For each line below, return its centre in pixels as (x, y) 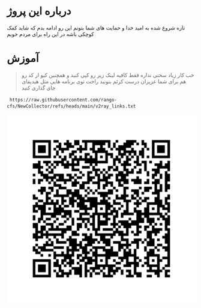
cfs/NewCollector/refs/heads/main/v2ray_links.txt (71, 106)
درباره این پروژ (39, 11)
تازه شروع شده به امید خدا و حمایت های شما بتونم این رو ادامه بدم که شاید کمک (96, 28)
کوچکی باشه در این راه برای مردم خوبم (51, 34)
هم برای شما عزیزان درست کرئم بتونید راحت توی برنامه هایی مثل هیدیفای (104, 81)
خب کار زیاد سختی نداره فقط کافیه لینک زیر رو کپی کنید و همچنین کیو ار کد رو (108, 75)
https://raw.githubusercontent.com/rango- (63, 100)
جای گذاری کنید (38, 88)
